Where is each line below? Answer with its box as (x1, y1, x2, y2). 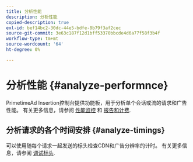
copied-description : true (6, 19, 69, 25)
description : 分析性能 (6, 14, 58, 20)
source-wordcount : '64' (6, 42, 64, 47)
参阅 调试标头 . (21, 149, 55, 156)
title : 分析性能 (6, 8, 42, 15)
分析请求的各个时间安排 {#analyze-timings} (6, 125, 165, 135)
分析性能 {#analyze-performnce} (6, 78, 169, 92)
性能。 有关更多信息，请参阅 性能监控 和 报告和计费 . (6, 106, 131, 113)
